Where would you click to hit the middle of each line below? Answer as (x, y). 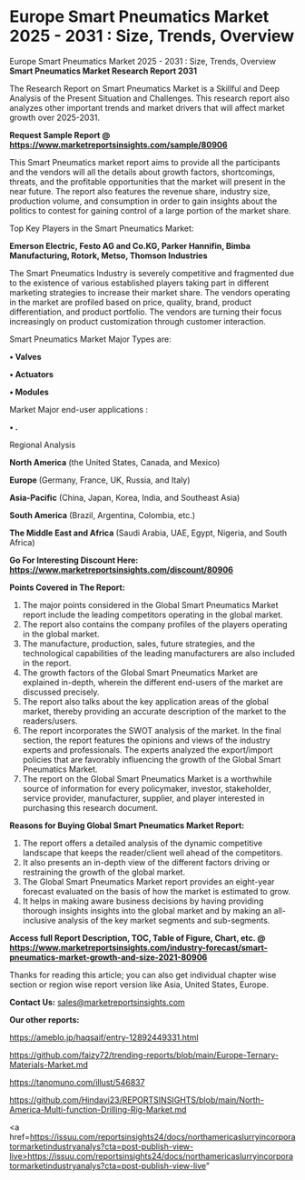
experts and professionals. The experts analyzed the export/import (148, 750)
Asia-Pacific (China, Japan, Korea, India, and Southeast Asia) (125, 497)
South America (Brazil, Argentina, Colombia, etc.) (103, 515)
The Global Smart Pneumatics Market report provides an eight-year (148, 881)
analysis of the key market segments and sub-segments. (164, 920)
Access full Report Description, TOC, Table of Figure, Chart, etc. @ (138, 937)
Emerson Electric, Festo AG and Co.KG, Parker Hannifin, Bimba (130, 245)
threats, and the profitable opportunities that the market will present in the (148, 181)
